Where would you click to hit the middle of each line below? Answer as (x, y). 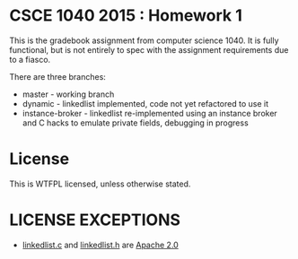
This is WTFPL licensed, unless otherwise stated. (100, 184)
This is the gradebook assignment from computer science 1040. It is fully (145, 40)
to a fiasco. (30, 59)
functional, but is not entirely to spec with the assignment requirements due (149, 49)
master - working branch (68, 94)
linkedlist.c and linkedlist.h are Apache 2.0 (101, 245)
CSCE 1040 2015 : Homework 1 (126, 16)
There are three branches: (57, 76)
